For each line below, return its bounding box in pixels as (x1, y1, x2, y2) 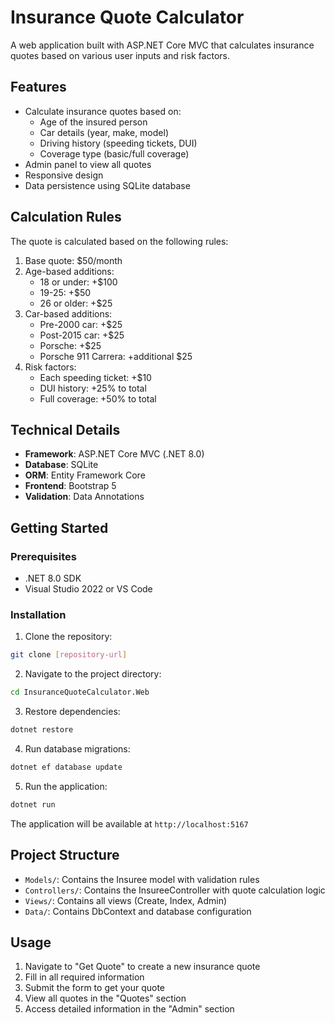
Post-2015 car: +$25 (39, 329, 125, 341)
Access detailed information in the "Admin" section (24, 1003, 235, 1015)
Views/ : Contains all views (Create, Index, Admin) (24, 894, 228, 906)
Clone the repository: (24, 631, 113, 643)
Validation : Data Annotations (24, 491, 145, 503)
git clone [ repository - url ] (10, 650, 128, 660)
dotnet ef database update (10, 762, 123, 772)
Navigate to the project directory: (24, 668, 162, 680)
